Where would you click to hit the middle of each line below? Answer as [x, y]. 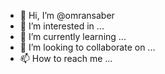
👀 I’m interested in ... [62, 26]
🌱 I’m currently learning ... [73, 36]
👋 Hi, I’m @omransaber [67, 15]
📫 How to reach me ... [66, 58]
